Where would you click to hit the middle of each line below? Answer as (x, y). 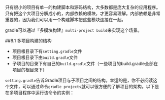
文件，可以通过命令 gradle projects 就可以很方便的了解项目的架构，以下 (82, 86)
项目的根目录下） (30, 70)
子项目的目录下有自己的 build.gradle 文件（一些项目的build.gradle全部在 (85, 64)
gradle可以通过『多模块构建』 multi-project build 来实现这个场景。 (73, 30)
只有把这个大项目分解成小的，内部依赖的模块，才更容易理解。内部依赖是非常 (83, 13)
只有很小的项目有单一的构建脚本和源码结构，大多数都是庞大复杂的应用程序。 (83, 7)
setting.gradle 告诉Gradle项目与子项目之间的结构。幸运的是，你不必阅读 (79, 80)
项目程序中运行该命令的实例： (44, 93)
